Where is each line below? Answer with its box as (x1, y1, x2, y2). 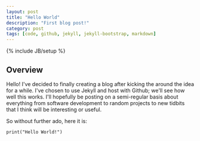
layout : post (6, 8, 39, 15)
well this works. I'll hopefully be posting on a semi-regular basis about (6, 93, 179, 100)
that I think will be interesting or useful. (6, 106, 102, 113)
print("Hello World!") (6, 129, 63, 135)
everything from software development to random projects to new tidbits (6, 99, 185, 106)
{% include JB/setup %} (6, 47, 66, 54)
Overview (6, 65, 44, 75)
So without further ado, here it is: (6, 117, 88, 124)
